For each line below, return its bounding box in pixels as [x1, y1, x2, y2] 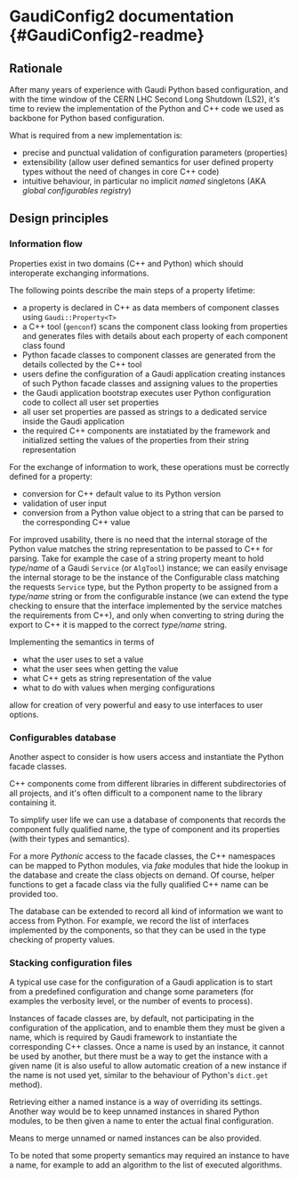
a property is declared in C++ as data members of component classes [21, 301, 280, 313]
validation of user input [21, 498, 107, 508]
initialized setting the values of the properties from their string [21, 434, 249, 445]
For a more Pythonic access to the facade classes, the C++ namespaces [9, 850, 276, 862]
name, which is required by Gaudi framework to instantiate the [9, 1032, 238, 1043]
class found [21, 340, 66, 350]
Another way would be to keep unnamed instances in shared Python [9, 1106, 260, 1117]
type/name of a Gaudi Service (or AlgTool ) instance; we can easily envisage [9, 562, 288, 573]
